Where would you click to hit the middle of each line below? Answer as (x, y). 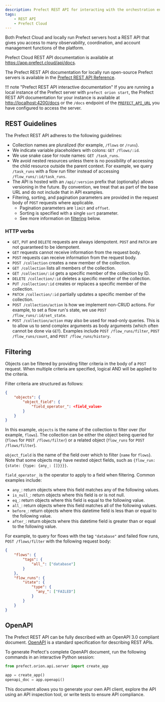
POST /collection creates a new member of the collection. (71, 263)
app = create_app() (25, 675)
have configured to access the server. (43, 108)
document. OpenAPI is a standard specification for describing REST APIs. (79, 642)
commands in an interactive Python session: (50, 657)
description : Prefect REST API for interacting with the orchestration (80, 10)
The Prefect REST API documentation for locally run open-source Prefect (79, 73)
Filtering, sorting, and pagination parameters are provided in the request (85, 197)
